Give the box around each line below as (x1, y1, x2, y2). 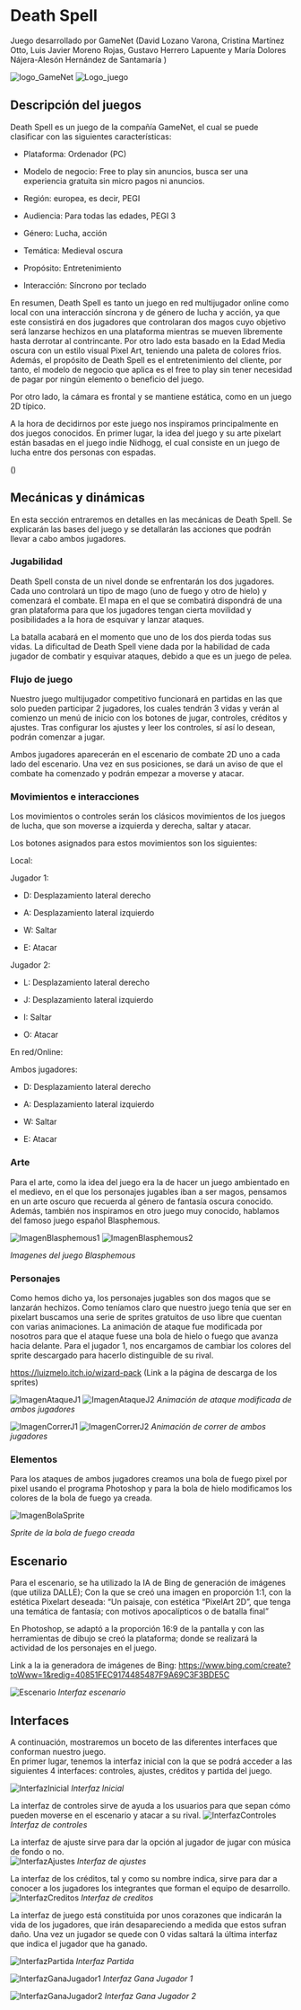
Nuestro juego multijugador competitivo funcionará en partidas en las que (10, 694, 283, 704)
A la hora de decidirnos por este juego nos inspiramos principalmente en (10, 418, 279, 429)
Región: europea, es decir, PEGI (22, 192, 141, 203)
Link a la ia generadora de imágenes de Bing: (10, 1660, 177, 1671)
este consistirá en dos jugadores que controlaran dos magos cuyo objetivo (10, 316, 286, 327)
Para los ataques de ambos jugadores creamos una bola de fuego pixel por (10, 1474, 288, 1484)
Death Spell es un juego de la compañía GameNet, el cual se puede (10, 121, 259, 132)
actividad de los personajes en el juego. (10, 1643, 158, 1653)
